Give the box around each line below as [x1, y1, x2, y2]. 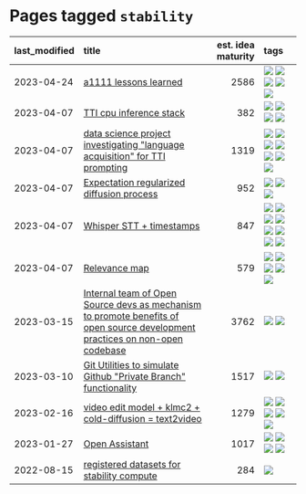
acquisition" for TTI [83, 150, 166, 163]
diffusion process [83, 187, 158, 200]
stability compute [83, 469, 158, 482]
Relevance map [83, 261, 150, 274]
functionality [83, 381, 138, 394]
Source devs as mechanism [83, 298, 202, 310]
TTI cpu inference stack [83, 106, 185, 119]
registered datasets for [83, 457, 181, 470]
